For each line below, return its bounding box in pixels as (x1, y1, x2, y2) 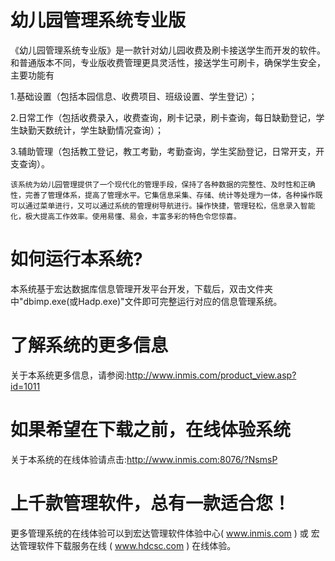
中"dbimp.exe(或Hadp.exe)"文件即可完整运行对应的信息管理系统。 (10, 295, 283, 307)
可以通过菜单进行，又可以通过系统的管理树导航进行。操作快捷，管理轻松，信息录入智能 (10, 201, 316, 211)
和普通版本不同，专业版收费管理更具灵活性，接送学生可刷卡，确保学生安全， (10, 56, 326, 68)
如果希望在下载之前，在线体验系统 (10, 419, 292, 441)
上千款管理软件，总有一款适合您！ (10, 492, 292, 515)
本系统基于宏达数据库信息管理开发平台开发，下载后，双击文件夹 (10, 282, 273, 295)
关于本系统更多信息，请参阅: (10, 369, 128, 381)
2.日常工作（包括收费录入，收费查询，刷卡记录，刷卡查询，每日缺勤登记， (10, 111, 317, 123)
